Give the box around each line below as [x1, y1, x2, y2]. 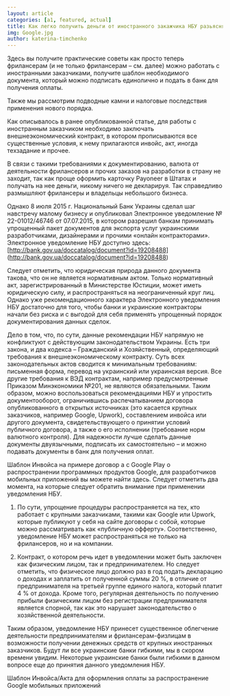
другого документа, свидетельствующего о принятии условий [7, 418, 190, 427]
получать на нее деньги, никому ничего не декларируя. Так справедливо [7, 182, 222, 190]
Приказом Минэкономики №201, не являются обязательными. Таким [7, 382, 211, 390]
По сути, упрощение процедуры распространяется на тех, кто [16, 503, 201, 512]
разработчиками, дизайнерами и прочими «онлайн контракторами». [7, 231, 210, 240]
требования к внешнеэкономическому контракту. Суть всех [7, 352, 185, 361]
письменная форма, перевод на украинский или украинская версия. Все [7, 368, 222, 376]
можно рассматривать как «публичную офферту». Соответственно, [16, 525, 217, 533]
